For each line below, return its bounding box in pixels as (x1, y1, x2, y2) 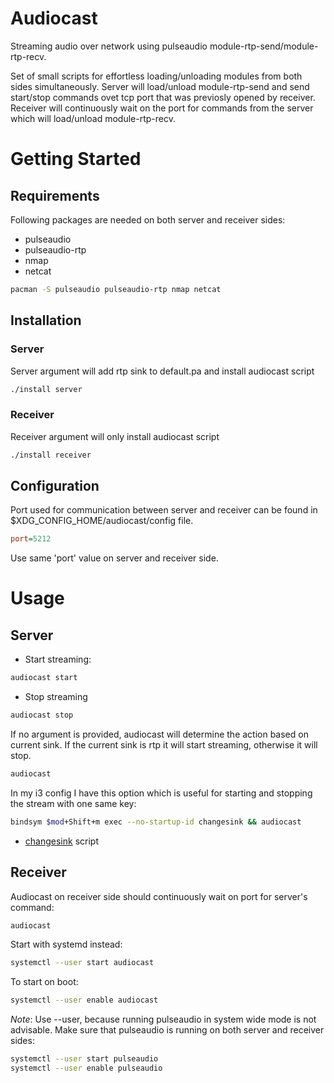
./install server (10, 384, 83, 394)
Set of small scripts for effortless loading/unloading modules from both (10, 70, 303, 82)
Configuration (10, 477, 100, 494)
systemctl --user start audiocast (10, 958, 155, 968)
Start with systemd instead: (10, 938, 123, 951)
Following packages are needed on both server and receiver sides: (10, 213, 286, 226)
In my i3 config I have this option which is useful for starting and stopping (10, 787, 313, 799)
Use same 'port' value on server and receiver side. (10, 552, 219, 564)
